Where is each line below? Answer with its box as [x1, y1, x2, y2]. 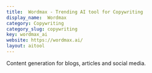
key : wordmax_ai [6, 32, 48, 38]
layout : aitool [6, 43, 45, 49]
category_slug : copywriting [6, 26, 78, 32]
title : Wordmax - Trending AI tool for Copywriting [6, 9, 143, 15]
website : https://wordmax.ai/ [6, 37, 84, 43]
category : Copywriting [6, 20, 64, 26]
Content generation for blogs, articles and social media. [6, 59, 147, 67]
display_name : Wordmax [6, 15, 67, 21]
